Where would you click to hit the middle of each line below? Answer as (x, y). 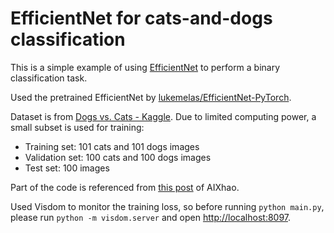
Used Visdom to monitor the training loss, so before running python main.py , (167, 206)
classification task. (49, 78)
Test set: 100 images (67, 168)
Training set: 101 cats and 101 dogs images (112, 146)
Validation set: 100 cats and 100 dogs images (118, 157)
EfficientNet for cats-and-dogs (141, 18)
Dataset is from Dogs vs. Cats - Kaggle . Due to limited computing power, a (163, 116)
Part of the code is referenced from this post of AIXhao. (125, 187)
